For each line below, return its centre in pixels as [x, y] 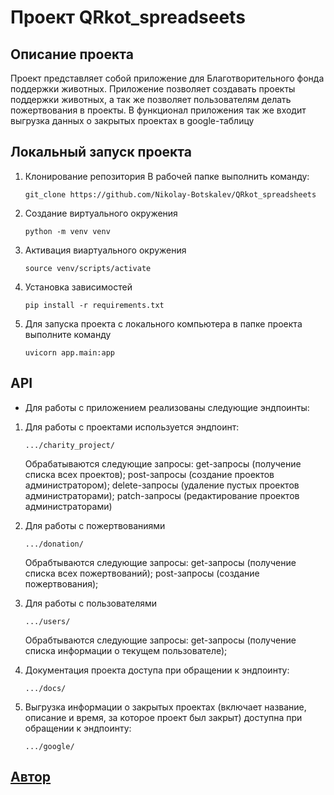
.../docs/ [45, 688]
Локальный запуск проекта [101, 152]
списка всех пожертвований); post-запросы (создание [142, 573]
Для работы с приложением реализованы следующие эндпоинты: [167, 407]
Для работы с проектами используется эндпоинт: [132, 427]
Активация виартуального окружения [105, 250]
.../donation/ [54, 544]
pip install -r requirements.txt [94, 305]
